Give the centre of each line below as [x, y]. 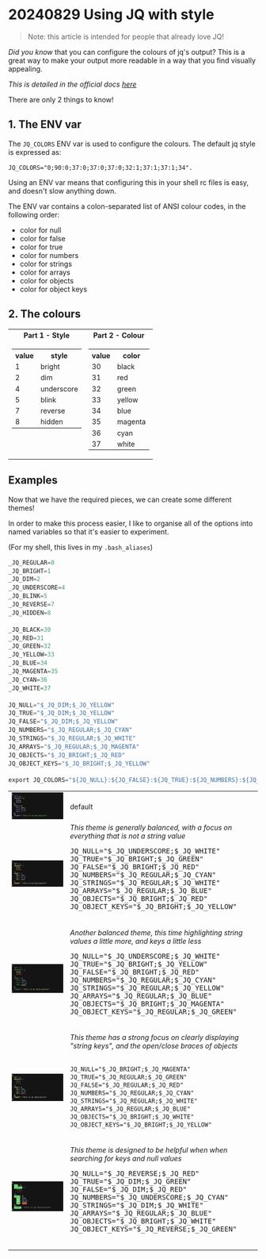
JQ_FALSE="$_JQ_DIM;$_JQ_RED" [129, 1190]
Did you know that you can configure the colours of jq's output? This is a [127, 52]
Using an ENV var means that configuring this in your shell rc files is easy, [129, 182]
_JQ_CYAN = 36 [28, 680]
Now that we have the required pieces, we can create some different [120, 499]
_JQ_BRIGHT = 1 [30, 571]
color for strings [46, 264]
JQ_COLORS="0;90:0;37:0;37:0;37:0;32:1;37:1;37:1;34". [101, 167]
